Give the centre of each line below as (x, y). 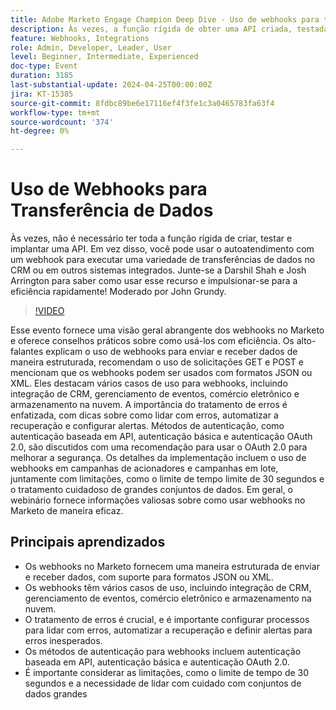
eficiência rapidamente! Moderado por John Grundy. (118, 292)
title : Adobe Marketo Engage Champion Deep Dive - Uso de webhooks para (165, 19)
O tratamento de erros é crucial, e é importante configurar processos (167, 619)
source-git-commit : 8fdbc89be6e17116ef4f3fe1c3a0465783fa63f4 (142, 103)
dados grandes (56, 693)
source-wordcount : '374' (62, 122)
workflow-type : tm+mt (55, 112)
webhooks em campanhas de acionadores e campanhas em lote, (144, 468)
